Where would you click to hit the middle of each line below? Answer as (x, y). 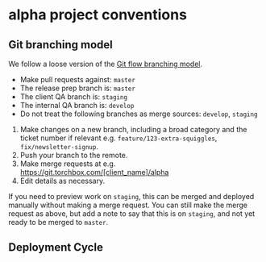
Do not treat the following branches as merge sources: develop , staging (139, 114)
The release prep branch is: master (77, 88)
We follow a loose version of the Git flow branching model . (106, 64)
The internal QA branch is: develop (77, 105)
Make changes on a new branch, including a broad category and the (133, 129)
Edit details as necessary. (62, 181)
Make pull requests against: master (77, 79)
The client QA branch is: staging (73, 97)
